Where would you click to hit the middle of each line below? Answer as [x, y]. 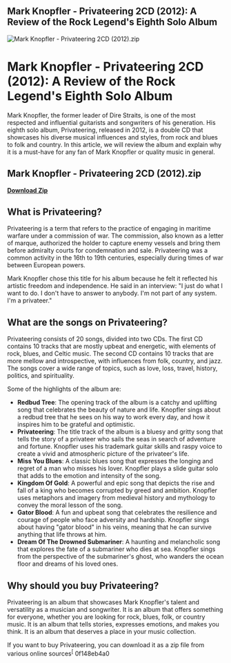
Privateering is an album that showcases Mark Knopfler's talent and [103, 602]
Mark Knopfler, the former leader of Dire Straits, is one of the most [101, 115]
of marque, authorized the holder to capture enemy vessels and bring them [114, 243]
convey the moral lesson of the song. [70, 505]
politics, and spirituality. [41, 376]
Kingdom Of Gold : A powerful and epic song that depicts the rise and [116, 483]
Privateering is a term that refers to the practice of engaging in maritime [109, 229]
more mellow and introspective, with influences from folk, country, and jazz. [115, 361]
